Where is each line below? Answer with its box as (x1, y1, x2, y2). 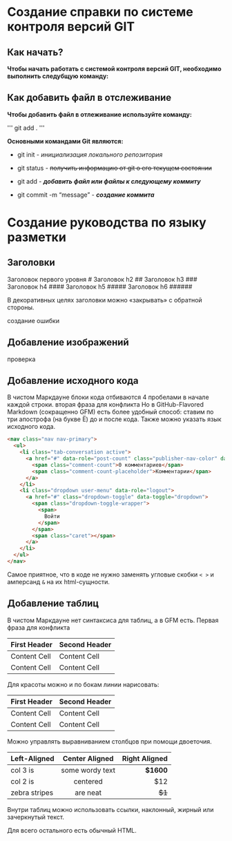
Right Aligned (122, 753, 168, 763)
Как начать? (7, 46, 64, 58)
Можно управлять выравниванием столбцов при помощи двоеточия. (7, 737, 212, 746)
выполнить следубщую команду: (7, 72, 109, 80)
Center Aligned (62, 753, 114, 763)
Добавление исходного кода (7, 375, 139, 387)
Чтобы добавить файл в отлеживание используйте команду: (7, 110, 192, 118)
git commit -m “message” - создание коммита (17, 191, 155, 199)
